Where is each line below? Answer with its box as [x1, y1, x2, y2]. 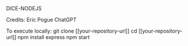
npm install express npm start [17, 34, 90, 40]
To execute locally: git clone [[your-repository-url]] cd [6, 27, 138, 34]
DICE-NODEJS [6, 5, 42, 12]
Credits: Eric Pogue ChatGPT [6, 16, 77, 23]
